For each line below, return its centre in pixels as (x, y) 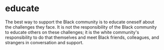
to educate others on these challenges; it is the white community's (72, 32)
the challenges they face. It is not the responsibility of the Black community (81, 27)
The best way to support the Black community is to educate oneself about (80, 22)
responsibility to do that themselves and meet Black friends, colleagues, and (82, 37)
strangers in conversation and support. (44, 42)
